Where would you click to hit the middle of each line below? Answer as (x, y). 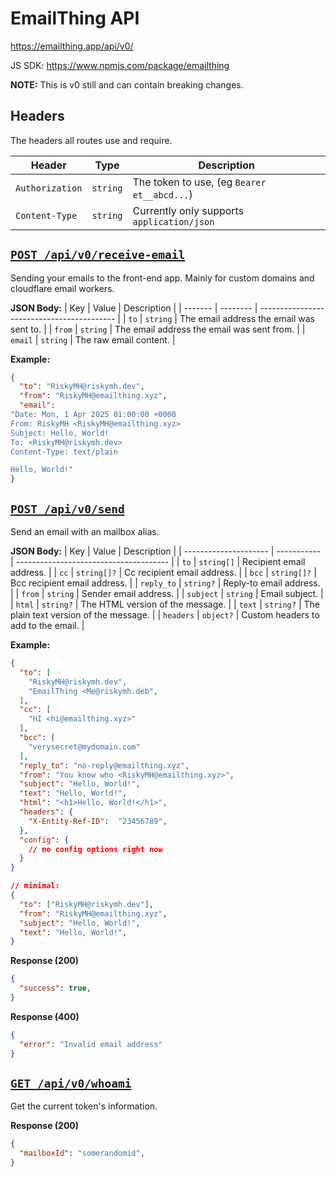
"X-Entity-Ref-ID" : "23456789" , (98, 821)
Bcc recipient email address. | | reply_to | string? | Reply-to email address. (165, 583)
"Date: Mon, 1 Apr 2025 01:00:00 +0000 (93, 415)
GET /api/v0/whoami (71, 1083)
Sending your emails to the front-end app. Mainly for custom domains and (162, 278)
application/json (173, 221)
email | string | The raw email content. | (93, 339)
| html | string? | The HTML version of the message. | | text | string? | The (165, 604)
